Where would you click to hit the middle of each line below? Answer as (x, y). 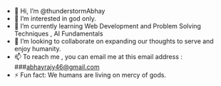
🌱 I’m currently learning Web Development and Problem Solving (108, 26)
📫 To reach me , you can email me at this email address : (98, 57)
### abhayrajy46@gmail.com (57, 67)
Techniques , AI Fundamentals (58, 33)
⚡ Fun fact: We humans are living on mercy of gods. (90, 75)
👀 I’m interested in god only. (55, 18)
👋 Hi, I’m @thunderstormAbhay (60, 11)
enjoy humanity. (38, 49)
